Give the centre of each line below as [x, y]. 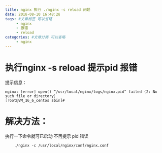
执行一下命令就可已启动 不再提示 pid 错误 [47, 136]
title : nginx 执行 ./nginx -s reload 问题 [48, 10]
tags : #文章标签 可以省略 [29, 19]
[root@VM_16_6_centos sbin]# [35, 100]
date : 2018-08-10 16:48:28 [33, 14]
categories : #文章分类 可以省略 [35, 38]
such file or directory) [31, 96]
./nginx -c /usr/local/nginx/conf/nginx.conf [62, 145]
